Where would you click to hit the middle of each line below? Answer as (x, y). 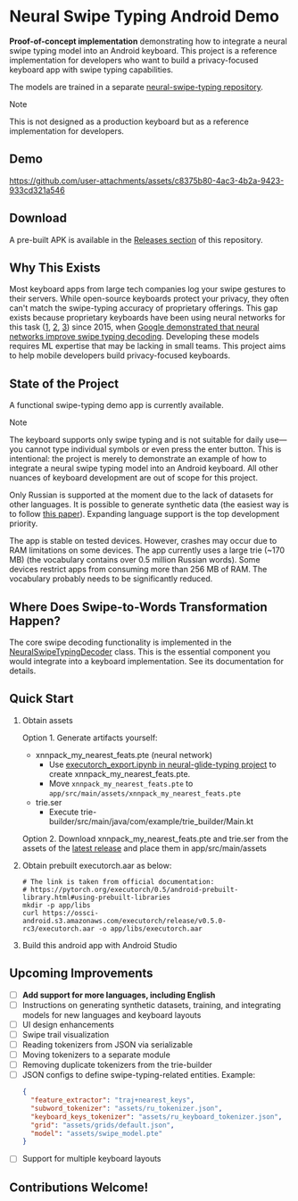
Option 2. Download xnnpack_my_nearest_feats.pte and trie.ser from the (155, 838)
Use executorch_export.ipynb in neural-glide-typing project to (162, 764)
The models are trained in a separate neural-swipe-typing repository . (136, 87)
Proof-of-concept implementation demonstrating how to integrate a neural (148, 41)
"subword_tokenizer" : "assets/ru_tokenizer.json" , (127, 1108)
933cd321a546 (37, 190)
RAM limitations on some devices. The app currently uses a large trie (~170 (147, 550)
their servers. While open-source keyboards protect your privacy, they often (149, 299)
